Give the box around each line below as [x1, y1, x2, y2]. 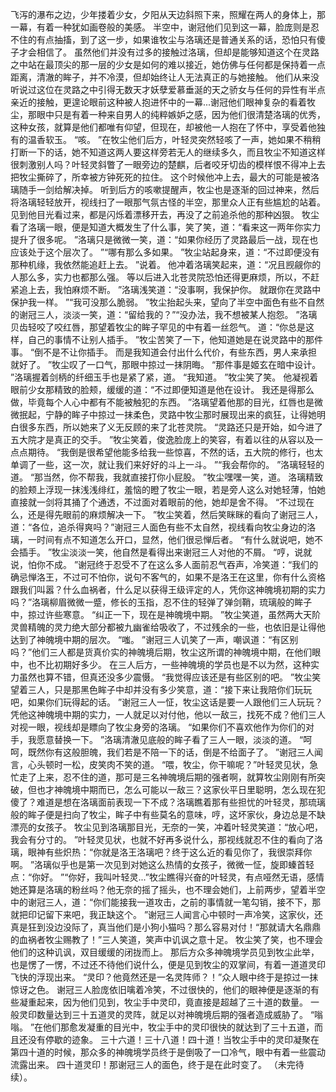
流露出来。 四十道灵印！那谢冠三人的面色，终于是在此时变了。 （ [10, 1059, 278, 1070]
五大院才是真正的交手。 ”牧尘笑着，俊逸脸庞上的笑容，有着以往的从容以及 [10, 434, 315, 445]
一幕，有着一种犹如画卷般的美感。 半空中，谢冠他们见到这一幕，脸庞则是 [10, 21, 311, 33]
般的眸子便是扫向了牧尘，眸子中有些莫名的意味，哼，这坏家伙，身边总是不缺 [10, 809, 326, 820]
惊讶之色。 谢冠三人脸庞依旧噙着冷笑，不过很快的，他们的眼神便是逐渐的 [10, 984, 311, 995]
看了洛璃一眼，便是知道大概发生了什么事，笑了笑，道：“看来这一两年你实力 [10, 221, 322, 233]
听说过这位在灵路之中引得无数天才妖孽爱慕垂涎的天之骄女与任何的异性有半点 [10, 84, 326, 95]
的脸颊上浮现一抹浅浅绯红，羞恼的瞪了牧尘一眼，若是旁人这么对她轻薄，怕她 [10, 484, 326, 495]
